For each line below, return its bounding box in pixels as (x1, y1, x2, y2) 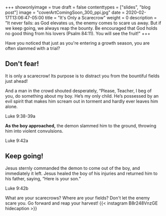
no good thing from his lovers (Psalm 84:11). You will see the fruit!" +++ (5, 31, 151, 36)
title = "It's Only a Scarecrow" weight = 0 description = (45, 15, 157, 20)
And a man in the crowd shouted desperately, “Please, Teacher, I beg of (5, 88, 152, 94)
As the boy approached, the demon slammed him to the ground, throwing (5, 122, 157, 128)
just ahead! (5, 78, 28, 84)
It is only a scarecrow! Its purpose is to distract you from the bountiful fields (5, 73, 160, 79)
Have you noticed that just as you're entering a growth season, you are (5, 40, 150, 46)
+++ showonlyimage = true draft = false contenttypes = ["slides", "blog (5, 4, 151, 10)
